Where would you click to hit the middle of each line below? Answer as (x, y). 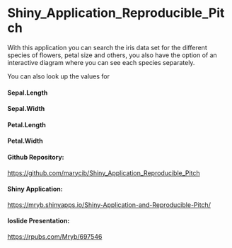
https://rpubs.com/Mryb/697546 (55, 236)
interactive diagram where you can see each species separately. (101, 62)
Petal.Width (25, 141)
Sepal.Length (28, 93)
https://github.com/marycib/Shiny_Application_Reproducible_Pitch (104, 173)
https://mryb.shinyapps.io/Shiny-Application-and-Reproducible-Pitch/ (109, 205)
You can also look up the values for (59, 76)
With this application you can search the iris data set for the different (107, 47)
